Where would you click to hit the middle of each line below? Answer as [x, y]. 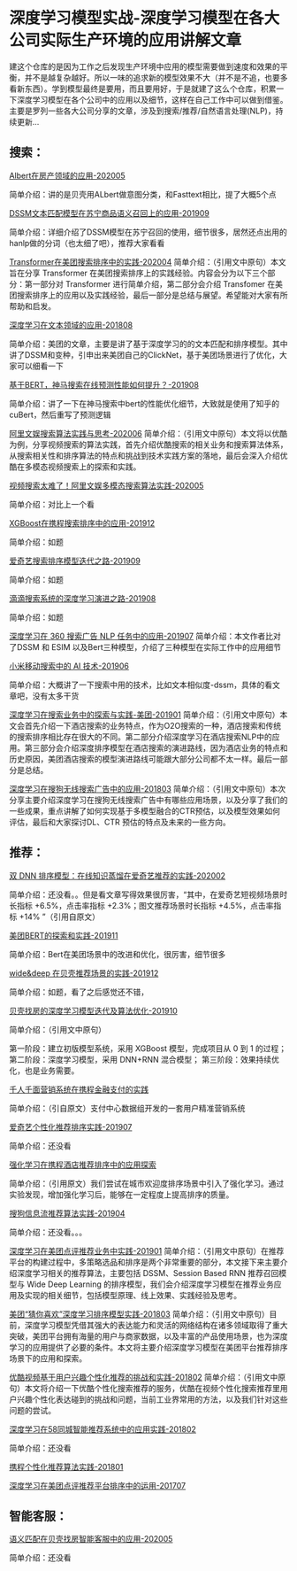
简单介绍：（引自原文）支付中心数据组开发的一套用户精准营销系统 [127, 1108]
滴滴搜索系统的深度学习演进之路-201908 [83, 598]
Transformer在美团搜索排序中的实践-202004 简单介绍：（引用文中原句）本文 [148, 261]
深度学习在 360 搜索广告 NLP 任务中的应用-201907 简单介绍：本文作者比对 [145, 636]
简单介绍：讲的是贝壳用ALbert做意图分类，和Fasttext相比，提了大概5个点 [143, 194]
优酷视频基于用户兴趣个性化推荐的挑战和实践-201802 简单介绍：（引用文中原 [147, 1377]
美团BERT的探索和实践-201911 [64, 935]
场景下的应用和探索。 [48, 1358]
